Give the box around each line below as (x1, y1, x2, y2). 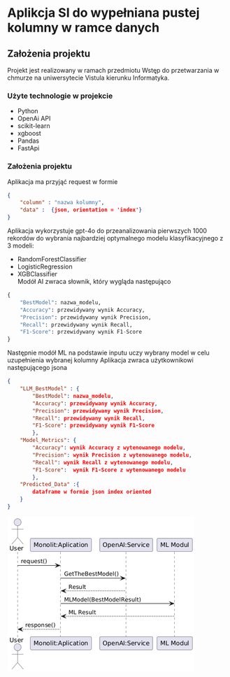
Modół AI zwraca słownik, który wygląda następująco (17, 278, 171, 286)
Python (17, 107, 38, 115)
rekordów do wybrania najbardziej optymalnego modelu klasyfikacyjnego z (7, 234, 224, 243)
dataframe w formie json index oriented (32, 488, 152, 496)
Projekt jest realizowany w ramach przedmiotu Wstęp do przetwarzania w (7, 66, 220, 74)
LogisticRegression (17, 262, 73, 271)
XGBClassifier (17, 270, 58, 278)
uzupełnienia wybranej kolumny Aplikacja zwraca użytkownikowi (7, 356, 194, 364)
